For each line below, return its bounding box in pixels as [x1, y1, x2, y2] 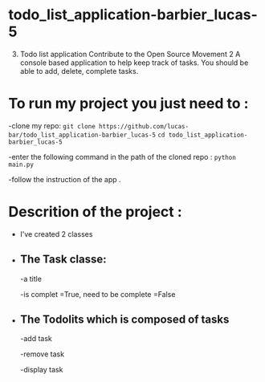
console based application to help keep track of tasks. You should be [19, 58, 249, 67]
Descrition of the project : [8, 203, 182, 221]
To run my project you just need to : [8, 95, 249, 113]
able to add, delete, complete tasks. [19, 66, 139, 75]
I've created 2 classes [19, 229, 93, 238]
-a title [19, 274, 43, 283]
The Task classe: [19, 253, 107, 266]
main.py [8, 161, 35, 169]
